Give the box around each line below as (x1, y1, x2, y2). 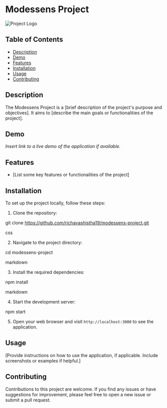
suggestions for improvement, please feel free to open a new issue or (5, 391, 151, 397)
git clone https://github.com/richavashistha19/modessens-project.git (5, 220, 149, 225)
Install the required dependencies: (12, 269, 85, 275)
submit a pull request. (5, 397, 51, 403)
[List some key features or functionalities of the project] (12, 172, 130, 178)
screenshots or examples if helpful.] (5, 358, 81, 364)
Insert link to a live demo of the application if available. (5, 143, 121, 149)
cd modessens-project (5, 249, 53, 256)
